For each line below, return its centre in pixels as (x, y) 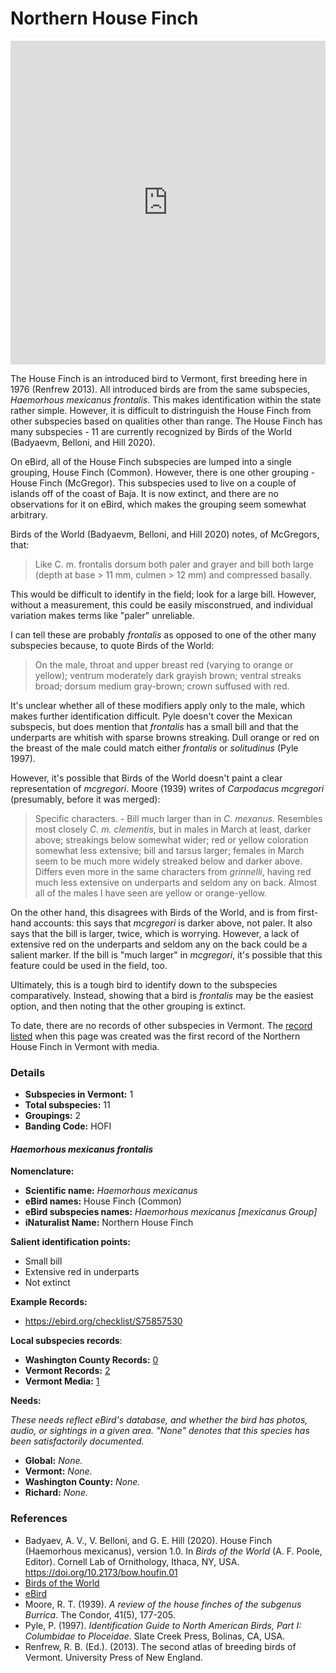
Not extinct (47, 1283)
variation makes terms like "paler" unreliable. (102, 615)
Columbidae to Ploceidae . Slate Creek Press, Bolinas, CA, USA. (155, 1636)
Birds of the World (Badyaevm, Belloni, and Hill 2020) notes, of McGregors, (165, 534)
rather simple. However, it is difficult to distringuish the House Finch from (161, 410)
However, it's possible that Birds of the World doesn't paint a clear (146, 778)
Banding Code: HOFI (68, 1126)
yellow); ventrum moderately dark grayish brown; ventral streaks (168, 675)
